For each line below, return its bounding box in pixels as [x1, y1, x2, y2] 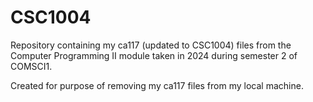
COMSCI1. [10, 60, 53, 72]
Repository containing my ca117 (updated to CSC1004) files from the [10, 39, 292, 51]
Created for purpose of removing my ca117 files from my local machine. [10, 79, 304, 91]
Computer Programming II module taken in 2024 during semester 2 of [10, 49, 298, 61]
